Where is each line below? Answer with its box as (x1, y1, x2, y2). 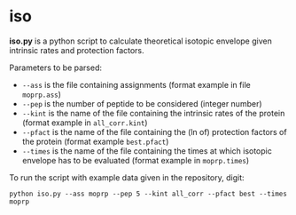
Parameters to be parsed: (9, 62, 103, 73)
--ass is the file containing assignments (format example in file (21, 79, 251, 90)
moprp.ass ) (21, 89, 62, 100)
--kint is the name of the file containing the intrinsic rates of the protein (21, 107, 285, 118)
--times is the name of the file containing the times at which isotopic (21, 145, 272, 156)
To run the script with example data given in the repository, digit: (9, 171, 245, 183)
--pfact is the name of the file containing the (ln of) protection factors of (21, 126, 287, 137)
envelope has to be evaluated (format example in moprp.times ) (21, 155, 250, 165)
